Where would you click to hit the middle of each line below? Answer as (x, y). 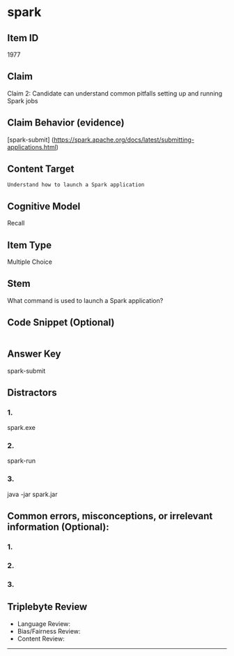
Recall (16, 223)
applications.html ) (33, 147)
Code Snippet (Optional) (61, 323)
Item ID (23, 38)
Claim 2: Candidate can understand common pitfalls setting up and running (115, 93)
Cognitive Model (44, 206)
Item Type (30, 245)
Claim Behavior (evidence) (66, 123)
